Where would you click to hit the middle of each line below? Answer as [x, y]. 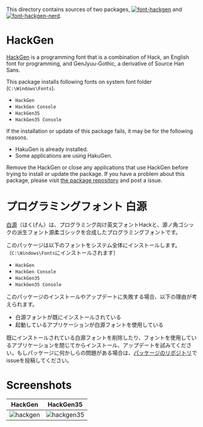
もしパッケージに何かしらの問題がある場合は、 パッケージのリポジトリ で [107, 352]
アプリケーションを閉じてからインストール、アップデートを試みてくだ [99, 345]
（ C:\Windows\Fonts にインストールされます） [63, 252]
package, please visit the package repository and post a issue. [84, 180]
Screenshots [39, 385]
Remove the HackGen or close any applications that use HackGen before [97, 167]
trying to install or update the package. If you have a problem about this [95, 173]
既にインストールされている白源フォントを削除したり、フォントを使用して [99, 337]
